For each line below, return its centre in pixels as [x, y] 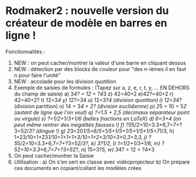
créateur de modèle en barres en [86, 23]
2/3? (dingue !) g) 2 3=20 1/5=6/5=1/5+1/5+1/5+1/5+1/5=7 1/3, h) [99, 131]
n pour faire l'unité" [37, 75]
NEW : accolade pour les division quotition [65, 81]
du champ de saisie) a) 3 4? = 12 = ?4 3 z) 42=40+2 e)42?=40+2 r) [94, 94]
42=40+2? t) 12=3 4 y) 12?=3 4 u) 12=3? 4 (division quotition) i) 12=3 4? [98, 100]
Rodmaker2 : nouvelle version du [87, 11]
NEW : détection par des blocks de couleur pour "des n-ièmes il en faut [100, 69]
